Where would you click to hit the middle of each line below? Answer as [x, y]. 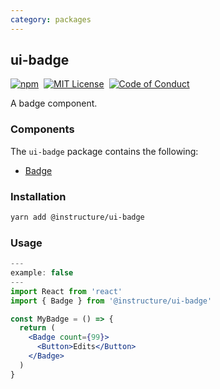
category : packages [51, 19]
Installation [38, 196]
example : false [42, 273]
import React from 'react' [66, 291]
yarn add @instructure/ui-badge [77, 217]
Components [42, 129]
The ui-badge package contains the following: [104, 151]
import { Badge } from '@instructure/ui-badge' [111, 301]
